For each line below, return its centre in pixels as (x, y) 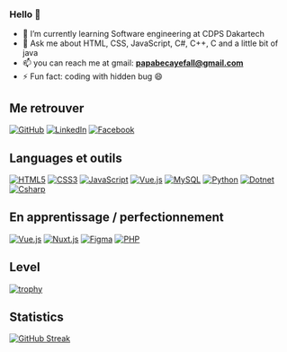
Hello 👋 (25, 14)
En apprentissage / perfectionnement (117, 218)
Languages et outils (66, 158)
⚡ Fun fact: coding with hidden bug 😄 (93, 76)
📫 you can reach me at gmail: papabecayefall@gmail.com (133, 63)
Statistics (37, 317)
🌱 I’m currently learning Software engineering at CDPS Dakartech (143, 34)
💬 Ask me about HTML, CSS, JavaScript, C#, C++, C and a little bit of (150, 43)
